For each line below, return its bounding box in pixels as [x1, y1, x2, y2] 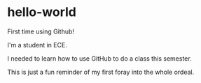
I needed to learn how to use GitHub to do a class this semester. [7, 54, 192, 63]
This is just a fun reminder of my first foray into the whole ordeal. [7, 68, 195, 76]
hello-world [7, 4, 77, 20]
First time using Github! [7, 27, 75, 36]
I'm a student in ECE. [7, 40, 68, 49]
